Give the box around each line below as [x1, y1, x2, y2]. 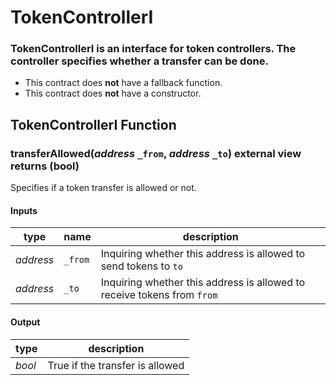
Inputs [10, 204, 38, 216]
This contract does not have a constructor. [24, 87, 202, 100]
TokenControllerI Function [10, 116, 177, 133]
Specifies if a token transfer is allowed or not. [10, 182, 197, 194]
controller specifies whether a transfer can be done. [10, 54, 269, 68]
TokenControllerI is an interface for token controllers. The [10, 42, 297, 56]
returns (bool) [10, 159, 80, 173]
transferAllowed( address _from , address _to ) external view [10, 146, 302, 160]
